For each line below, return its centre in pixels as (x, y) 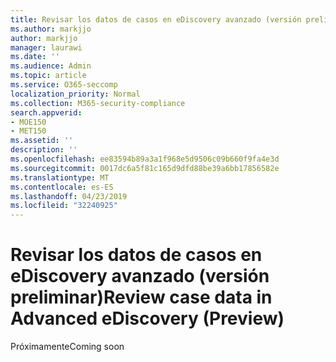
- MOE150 (28, 122)
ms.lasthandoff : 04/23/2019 (69, 196)
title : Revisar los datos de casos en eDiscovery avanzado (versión (156, 19)
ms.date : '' (35, 57)
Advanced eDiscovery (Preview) (147, 318)
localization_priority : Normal (75, 94)
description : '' (44, 150)
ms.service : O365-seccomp (64, 85)
